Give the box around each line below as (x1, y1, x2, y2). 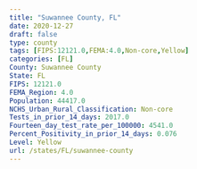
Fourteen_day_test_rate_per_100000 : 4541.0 (9, 122, 174, 131)
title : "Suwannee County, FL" (9, 13, 122, 22)
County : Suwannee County (9, 63, 102, 72)
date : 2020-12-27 (9, 21, 74, 30)
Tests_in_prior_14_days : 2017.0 (9, 113, 129, 122)
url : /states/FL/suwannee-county (9, 146, 134, 155)
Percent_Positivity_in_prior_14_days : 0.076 (9, 130, 177, 139)
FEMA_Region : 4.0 (9, 88, 74, 97)
